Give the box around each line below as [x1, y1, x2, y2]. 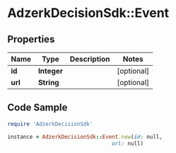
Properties [7, 33, 55, 45]
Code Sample [7, 101, 68, 114]
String [37, 78, 59, 87]
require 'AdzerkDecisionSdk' [7, 120, 93, 127]
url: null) [112, 140, 143, 147]
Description [69, 55, 110, 64]
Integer [37, 66, 64, 76]
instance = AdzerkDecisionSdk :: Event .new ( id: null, [7, 133, 163, 140]
